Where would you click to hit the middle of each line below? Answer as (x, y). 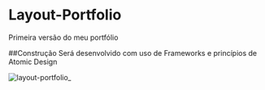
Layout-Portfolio (65, 15)
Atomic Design (33, 62)
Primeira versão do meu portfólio (63, 37)
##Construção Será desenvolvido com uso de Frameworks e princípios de (133, 53)
